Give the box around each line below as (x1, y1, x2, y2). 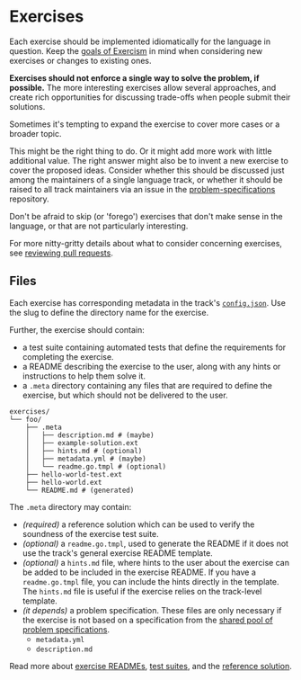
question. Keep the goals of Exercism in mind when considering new (9, 45, 263, 56)
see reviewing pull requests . (9, 247, 114, 258)
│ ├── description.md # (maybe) (25, 430, 155, 440)
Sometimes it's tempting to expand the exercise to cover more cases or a (9, 119, 280, 130)
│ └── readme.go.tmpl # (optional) (25, 461, 167, 471)
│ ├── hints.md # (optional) (25, 446, 143, 455)
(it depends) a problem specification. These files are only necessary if (22, 604, 282, 615)
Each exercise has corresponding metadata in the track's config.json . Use (9, 297, 286, 308)
